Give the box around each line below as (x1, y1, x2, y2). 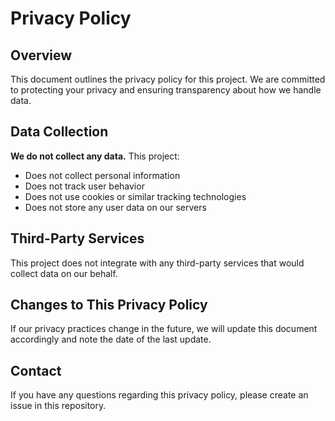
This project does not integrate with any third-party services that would (10, 257, 305, 269)
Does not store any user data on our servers (24, 201, 207, 213)
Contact (10, 362, 62, 379)
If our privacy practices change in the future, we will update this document (10, 323, 318, 335)
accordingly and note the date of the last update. (10, 333, 212, 346)
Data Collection (10, 123, 109, 141)
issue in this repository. (10, 400, 107, 412)
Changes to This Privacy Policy (10, 297, 208, 314)
